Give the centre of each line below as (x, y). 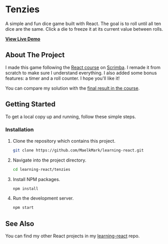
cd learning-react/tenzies (41, 169)
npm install (25, 188)
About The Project (35, 55)
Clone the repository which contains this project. (64, 141)
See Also (20, 224)
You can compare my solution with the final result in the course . (72, 88)
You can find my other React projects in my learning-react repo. (72, 236)
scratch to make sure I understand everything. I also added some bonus (81, 73)
